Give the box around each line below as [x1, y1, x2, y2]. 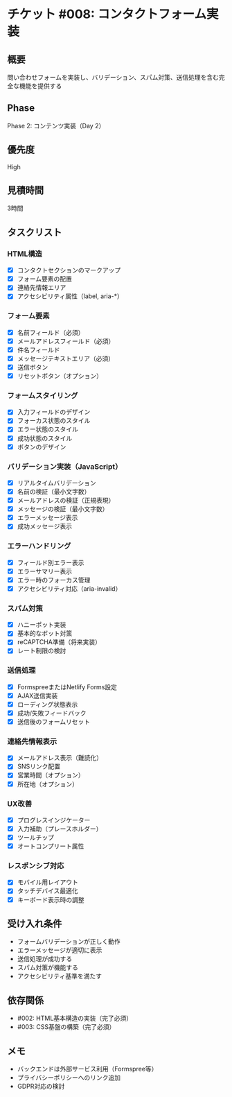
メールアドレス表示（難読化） [17, 754, 102, 762]
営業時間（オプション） [17, 771, 84, 779]
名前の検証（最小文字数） [17, 487, 91, 496]
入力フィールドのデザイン [17, 408, 91, 416]
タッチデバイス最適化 [17, 887, 78, 895]
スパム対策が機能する [17, 963, 78, 971]
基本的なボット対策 [17, 629, 73, 638]
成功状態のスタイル [17, 434, 73, 442]
